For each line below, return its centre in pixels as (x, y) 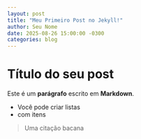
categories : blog (32, 40)
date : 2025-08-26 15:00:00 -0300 (56, 33)
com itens (32, 115)
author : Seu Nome (32, 27)
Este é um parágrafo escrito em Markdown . (71, 94)
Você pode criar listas (49, 107)
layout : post (26, 14)
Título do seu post (60, 74)
